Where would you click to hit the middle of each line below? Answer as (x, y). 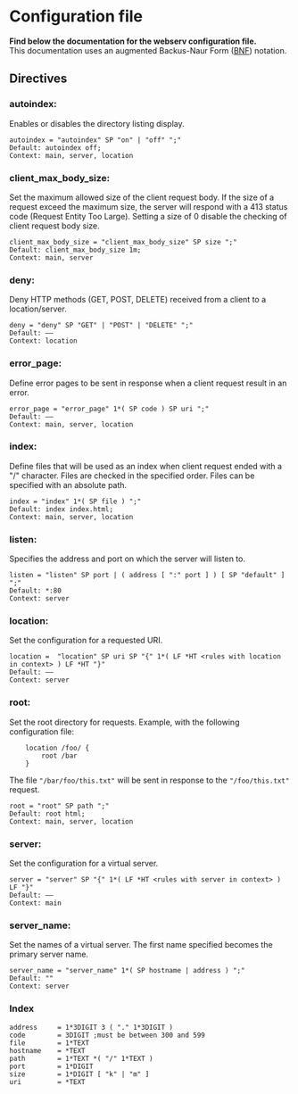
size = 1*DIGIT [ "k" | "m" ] (79, 1074)
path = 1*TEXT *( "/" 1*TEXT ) (81, 1058)
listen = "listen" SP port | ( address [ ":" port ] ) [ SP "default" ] (147, 576)
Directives (38, 79)
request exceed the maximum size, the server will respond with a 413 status (149, 206)
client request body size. (54, 226)
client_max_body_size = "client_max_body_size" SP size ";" (124, 242)
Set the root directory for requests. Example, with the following (124, 722)
